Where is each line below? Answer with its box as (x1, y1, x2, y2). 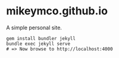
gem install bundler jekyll (6, 35, 76, 41)
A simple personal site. (6, 24, 62, 31)
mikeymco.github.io (6, 4, 108, 18)
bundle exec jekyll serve (6, 41, 70, 47)
